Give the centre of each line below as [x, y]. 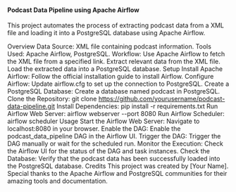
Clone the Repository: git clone [52, 99]
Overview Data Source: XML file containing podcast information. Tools [109, 46]
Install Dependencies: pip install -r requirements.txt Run [137, 106]
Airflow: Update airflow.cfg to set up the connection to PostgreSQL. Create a [118, 84]
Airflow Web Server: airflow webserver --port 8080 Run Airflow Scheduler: [116, 114]
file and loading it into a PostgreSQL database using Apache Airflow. [106, 33]
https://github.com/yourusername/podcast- [162, 99]
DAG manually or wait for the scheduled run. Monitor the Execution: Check [115, 143]
